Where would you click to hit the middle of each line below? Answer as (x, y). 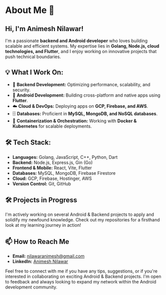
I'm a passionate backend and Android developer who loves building (77, 41)
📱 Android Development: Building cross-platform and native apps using (86, 95)
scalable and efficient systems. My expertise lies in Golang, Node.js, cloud (82, 46)
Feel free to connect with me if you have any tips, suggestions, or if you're (82, 271)
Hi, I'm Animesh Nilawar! (44, 29)
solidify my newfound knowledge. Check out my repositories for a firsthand (83, 220)
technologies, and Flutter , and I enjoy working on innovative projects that (81, 51)
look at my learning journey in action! (43, 225)
